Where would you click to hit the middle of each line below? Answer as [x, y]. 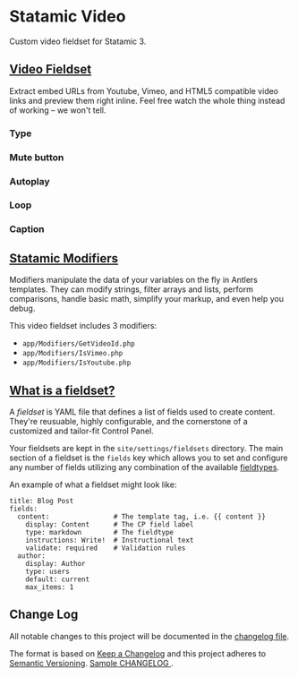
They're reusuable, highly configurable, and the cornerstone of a [128, 421]
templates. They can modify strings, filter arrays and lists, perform [131, 289]
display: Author [56, 563]
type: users [47, 571]
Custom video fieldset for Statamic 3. [78, 41]
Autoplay [30, 181]
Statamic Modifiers [64, 258]
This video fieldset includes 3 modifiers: [83, 326]
